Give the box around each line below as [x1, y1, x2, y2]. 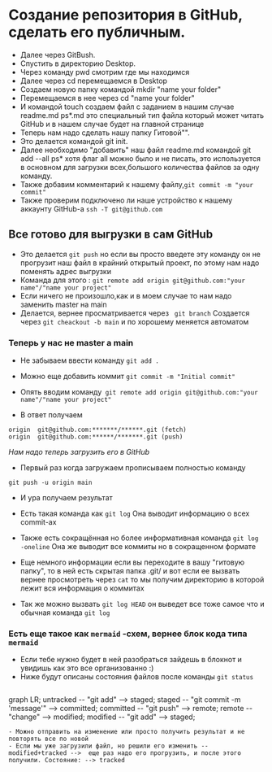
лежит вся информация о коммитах [19, 583, 145, 593]
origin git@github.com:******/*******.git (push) [8, 433, 183, 441]
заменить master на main [19, 299, 107, 309]
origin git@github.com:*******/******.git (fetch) [8, 425, 187, 434]
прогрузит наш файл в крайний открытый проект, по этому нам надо [19, 258, 260, 268]
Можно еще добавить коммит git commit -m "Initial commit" [19, 372, 235, 382]
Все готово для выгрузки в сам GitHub [8, 228, 214, 242]
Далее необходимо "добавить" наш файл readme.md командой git [19, 145, 252, 155]
